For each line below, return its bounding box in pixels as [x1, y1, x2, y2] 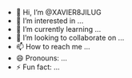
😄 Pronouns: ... [15, 53, 68, 63]
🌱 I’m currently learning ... [15, 25, 102, 33]
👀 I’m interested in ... [15, 16, 84, 25]
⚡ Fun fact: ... [15, 62, 60, 72]
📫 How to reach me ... [15, 42, 90, 51]
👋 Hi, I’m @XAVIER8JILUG [15, 8, 102, 17]
